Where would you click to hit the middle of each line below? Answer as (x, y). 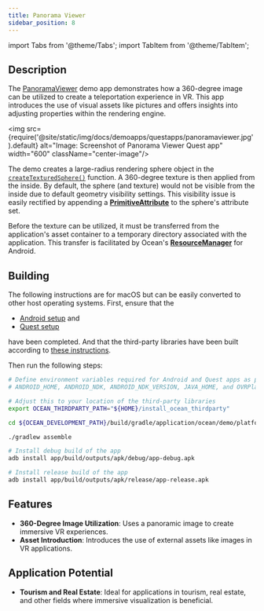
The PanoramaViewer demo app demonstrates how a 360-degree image (126, 89)
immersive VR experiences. (64, 532)
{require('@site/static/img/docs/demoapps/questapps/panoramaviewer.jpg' (131, 137)
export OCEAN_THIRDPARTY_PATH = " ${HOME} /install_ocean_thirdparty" (119, 408)
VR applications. (46, 548)
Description (37, 70)
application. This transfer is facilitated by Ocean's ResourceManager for (126, 243)
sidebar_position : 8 (42, 23)
